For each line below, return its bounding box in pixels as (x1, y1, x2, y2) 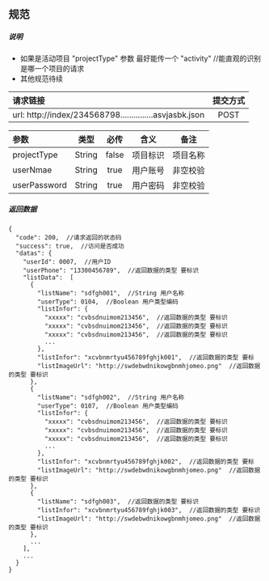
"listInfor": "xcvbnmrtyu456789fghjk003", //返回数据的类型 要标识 (37, 507, 261, 515)
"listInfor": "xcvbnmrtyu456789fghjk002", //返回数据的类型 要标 (37, 458, 254, 466)
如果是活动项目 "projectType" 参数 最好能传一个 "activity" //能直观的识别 (19, 53, 261, 63)
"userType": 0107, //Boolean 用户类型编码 (37, 402, 179, 410)
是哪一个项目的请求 (19, 64, 85, 74)
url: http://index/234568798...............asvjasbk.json (12, 109, 205, 121)
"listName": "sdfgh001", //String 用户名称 (37, 290, 185, 298)
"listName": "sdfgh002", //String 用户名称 (37, 393, 185, 402)
